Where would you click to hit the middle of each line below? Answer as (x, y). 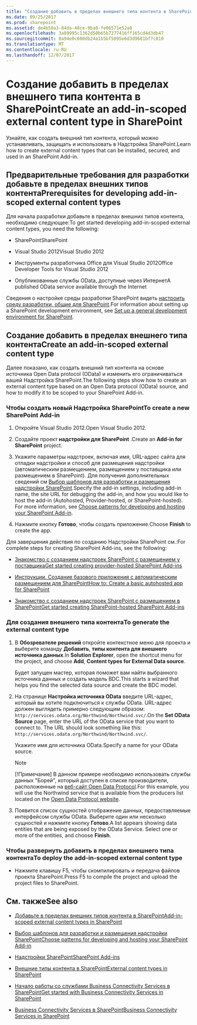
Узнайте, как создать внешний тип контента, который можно (82, 138)
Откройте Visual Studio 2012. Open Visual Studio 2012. (80, 428)
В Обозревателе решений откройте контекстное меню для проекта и (102, 642)
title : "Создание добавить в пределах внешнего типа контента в (86, 11)
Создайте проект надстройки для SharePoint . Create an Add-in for (98, 439)
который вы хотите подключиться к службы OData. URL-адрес (93, 702)
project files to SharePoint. (47, 883)
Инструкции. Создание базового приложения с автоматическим (96, 577)
